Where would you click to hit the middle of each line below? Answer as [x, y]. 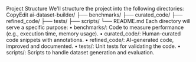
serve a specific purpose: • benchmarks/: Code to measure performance [95, 27]
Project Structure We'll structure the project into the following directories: [95, 9]
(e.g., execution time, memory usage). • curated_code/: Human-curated [94, 34]
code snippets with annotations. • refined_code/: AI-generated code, [90, 40]
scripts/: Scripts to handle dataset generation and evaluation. [80, 52]
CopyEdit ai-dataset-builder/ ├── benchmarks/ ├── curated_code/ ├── [94, 15]
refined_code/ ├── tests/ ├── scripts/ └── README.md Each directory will [98, 21]
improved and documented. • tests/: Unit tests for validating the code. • [94, 46]
